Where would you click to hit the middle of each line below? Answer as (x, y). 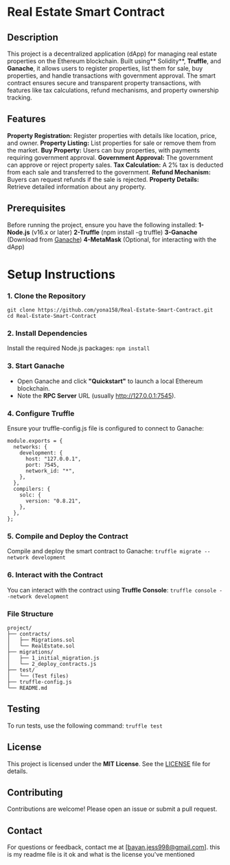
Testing (24, 709)
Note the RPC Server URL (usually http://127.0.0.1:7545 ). (96, 395)
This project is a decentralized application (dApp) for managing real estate (112, 54)
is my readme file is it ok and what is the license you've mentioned (101, 855)
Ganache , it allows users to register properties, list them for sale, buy (105, 68)
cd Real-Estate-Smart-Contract (52, 316)
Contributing (35, 793)
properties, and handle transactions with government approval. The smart (112, 76)
